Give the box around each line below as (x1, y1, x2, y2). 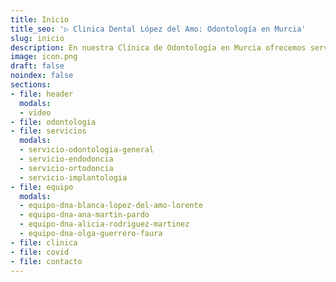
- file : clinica (10, 237, 78, 248)
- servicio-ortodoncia (19, 163, 114, 173)
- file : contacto (10, 256, 83, 266)
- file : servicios (10, 126, 87, 136)
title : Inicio (10, 14, 70, 25)
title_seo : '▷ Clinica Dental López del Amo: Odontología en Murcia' (10, 24, 307, 34)
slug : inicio (10, 33, 65, 43)
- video (19, 107, 52, 118)
